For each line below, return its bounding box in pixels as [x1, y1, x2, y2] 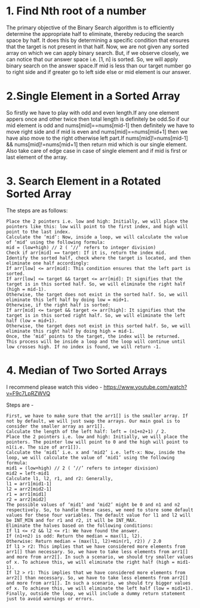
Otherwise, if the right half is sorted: [6, 302, 111, 308]
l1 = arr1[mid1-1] [6, 481, 52, 487]
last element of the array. [6, 153, 68, 161]
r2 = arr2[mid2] [6, 496, 47, 502]
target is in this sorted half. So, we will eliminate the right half [6, 281, 186, 287]
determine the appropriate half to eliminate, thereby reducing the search [6, 30, 184, 37]
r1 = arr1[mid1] [6, 491, 47, 497]
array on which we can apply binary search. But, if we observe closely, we [6, 49, 189, 56]
